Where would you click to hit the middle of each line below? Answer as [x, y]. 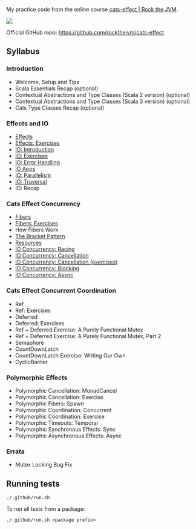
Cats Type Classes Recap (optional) [60, 108]
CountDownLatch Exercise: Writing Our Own [70, 355]
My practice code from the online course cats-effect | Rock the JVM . [92, 9]
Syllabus [23, 52]
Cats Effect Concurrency [43, 204]
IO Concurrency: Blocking [47, 268]
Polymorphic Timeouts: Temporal [56, 423]
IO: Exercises [31, 156]
